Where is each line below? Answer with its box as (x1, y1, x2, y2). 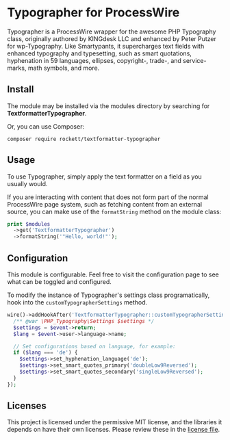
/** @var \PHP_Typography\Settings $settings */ (13, 318, 155, 324)
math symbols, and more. (27, 64, 100, 72)
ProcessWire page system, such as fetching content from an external (7, 200, 203, 208)
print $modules (7, 220, 51, 227)
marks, (7, 64, 27, 72)
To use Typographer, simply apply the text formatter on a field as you (7, 172, 202, 181)
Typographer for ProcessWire (7, 5, 180, 21)
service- (182, 56, 207, 64)
